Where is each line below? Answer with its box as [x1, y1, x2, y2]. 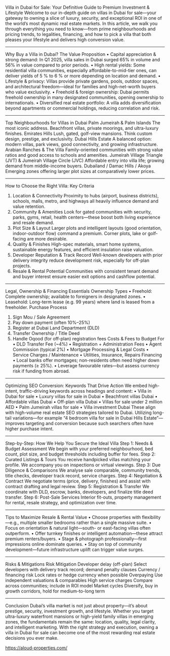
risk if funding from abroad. [12, 368, 70, 374]
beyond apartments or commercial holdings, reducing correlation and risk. [5, 105, 160, 111]
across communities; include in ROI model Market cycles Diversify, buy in [5, 583, 158, 589]
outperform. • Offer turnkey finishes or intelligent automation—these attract [5, 530, 163, 536]
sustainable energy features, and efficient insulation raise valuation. [12, 247, 154, 253]
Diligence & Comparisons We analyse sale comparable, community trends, [5, 467, 161, 473]
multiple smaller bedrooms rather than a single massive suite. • [20, 520, 152, 526]
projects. [12, 263, 31, 268]
